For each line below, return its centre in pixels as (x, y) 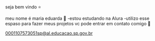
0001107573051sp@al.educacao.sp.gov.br (49, 33)
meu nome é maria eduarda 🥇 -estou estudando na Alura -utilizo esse (77, 18)
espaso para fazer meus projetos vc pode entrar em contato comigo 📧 (78, 23)
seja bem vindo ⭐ (23, 7)
